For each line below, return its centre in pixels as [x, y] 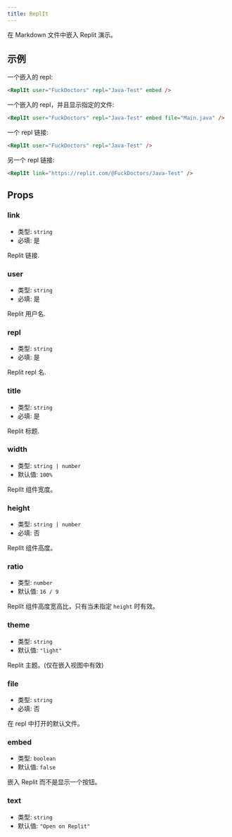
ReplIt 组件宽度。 [32, 489]
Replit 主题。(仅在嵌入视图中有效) [56, 665]
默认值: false [37, 767]
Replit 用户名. [26, 313]
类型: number [35, 583]
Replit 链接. [24, 255]
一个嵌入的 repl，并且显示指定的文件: [61, 105]
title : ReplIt [28, 14]
